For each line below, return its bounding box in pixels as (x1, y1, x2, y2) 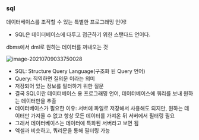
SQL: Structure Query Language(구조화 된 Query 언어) (14, 68, 146, 75)
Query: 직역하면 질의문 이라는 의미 (14, 75, 95, 82)
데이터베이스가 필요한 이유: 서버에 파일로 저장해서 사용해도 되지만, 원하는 (14, 105, 183, 112)
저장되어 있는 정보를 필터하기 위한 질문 (14, 82, 104, 90)
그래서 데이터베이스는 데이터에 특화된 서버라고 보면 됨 (14, 120, 139, 127)
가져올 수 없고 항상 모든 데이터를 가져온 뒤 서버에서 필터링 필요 (30, 112, 175, 119)
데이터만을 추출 (21, 97, 56, 104)
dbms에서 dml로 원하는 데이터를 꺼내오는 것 (6, 43, 108, 51)
